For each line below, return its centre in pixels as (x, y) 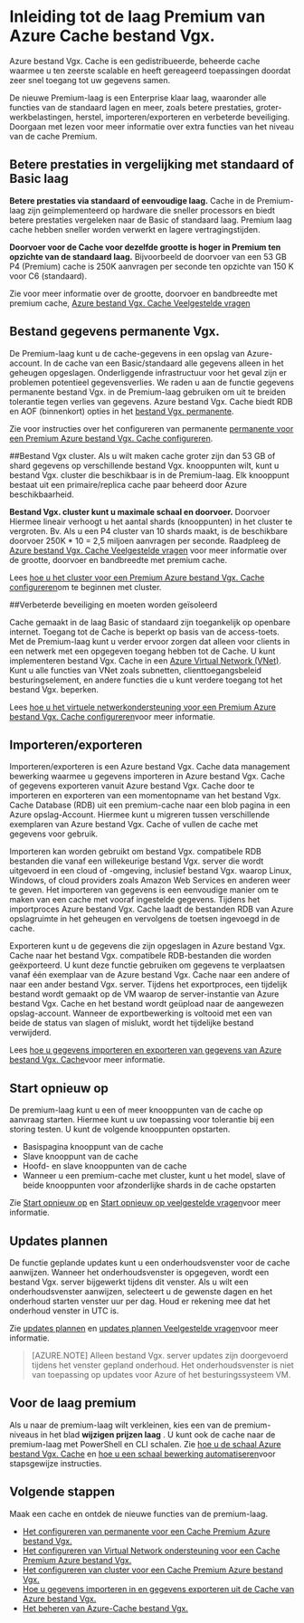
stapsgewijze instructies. (56, 1463)
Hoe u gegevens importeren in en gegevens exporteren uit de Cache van (158, 1589)
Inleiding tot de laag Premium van (138, 17)
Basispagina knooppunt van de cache (93, 1147)
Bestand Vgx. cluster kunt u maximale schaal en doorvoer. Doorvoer (140, 511)
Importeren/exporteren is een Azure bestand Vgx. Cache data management (150, 767)
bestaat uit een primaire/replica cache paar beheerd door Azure (128, 484)
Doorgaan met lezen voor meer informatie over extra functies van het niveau (152, 126)
